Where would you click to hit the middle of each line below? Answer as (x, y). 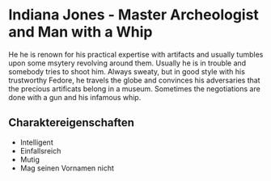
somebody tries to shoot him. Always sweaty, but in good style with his (127, 71)
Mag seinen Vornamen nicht (67, 168)
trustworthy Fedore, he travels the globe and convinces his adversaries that (134, 80)
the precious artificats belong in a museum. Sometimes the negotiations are (134, 88)
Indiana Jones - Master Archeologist (133, 15)
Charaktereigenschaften (72, 123)
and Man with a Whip (80, 32)
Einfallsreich (40, 150)
